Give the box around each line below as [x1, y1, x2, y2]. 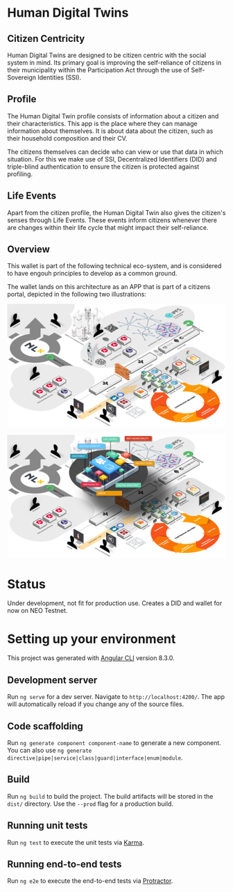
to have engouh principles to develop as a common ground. [7, 269, 178, 278]
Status [7, 576, 46, 592]
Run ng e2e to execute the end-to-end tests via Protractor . [7, 877, 173, 885]
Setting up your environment [7, 631, 176, 647]
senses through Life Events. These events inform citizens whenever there [7, 216, 217, 224]
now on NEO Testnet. [7, 607, 68, 615]
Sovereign [7, 73, 37, 81]
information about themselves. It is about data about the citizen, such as [7, 127, 214, 135]
